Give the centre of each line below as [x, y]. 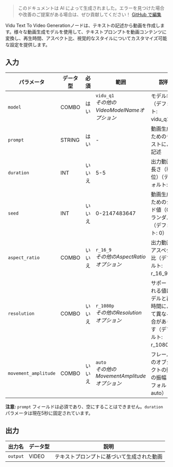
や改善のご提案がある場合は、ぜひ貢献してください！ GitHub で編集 [90, 14]
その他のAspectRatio [120, 257]
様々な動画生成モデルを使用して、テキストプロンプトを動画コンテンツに [90, 32]
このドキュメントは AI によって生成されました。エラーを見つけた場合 [91, 8]
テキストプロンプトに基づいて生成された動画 [109, 456]
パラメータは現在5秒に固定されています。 [49, 413]
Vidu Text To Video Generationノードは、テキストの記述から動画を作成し [83, 25]
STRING [70, 140]
